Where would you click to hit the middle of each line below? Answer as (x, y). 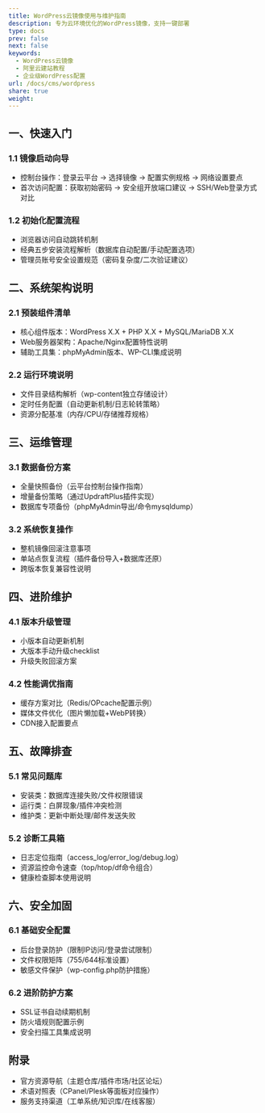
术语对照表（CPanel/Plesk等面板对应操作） (91, 1090)
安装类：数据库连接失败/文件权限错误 (81, 795)
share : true (28, 91)
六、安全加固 (40, 905)
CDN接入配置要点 (49, 723)
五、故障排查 (40, 751)
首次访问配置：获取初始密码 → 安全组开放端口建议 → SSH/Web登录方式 (139, 187)
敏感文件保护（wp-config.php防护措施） (87, 969)
